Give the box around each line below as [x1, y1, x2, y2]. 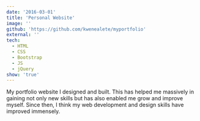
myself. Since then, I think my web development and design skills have [6, 101, 184, 109]
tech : [6, 37, 20, 43]
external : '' [6, 32, 40, 38]
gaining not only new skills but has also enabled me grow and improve [6, 95, 183, 102]
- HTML [12, 43, 29, 50]
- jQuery [12, 65, 34, 72]
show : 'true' [6, 71, 40, 78]
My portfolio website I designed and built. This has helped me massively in [6, 88, 194, 95]
